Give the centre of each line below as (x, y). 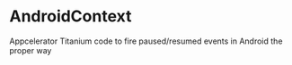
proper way (31, 50)
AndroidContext (71, 16)
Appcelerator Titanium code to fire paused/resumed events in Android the (146, 41)
